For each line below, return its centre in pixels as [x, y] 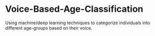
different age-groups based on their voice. [49, 28]
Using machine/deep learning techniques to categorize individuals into [78, 23]
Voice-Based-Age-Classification [74, 9]
